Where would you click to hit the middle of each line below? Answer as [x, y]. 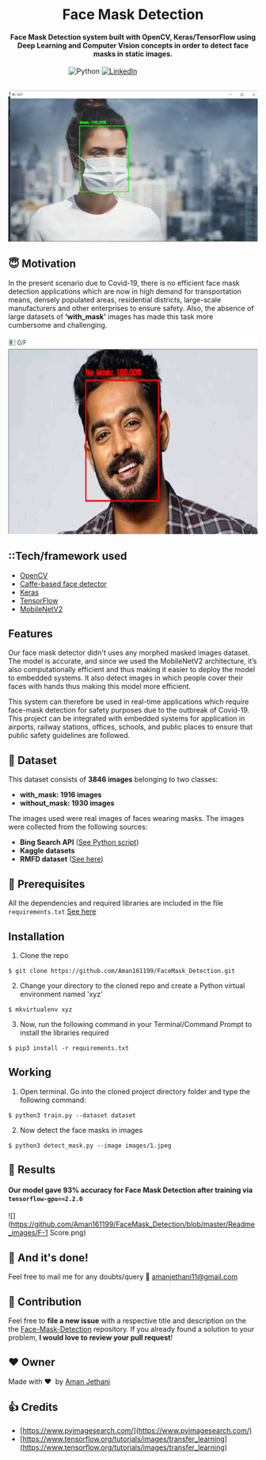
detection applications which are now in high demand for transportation [125, 291]
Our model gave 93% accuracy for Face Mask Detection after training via [131, 1190]
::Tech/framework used [68, 556]
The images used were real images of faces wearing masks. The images [126, 819]
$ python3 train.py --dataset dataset [72, 1115]
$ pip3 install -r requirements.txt [68, 1048]
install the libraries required [64, 1032]
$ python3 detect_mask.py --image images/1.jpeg [90, 1146]
